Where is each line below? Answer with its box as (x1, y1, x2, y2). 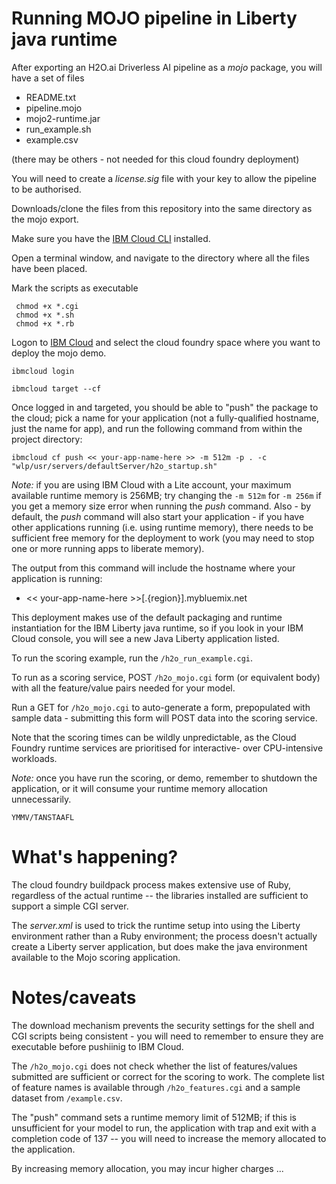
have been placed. (11, 262, 88, 274)
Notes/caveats (11, 987, 137, 1009)
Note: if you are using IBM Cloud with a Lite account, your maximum (11, 478, 292, 491)
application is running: (11, 572, 103, 584)
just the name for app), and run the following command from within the (11, 422, 303, 434)
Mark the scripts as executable (11, 282, 139, 294)
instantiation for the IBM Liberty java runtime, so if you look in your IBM (11, 622, 304, 634)
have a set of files (11, 72, 85, 84)
